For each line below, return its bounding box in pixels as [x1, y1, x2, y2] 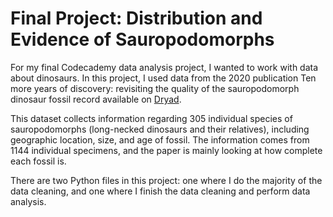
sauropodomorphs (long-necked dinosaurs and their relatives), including [10, 123, 310, 135]
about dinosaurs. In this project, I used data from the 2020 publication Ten [10, 72, 317, 84]
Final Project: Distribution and [10, 7, 263, 30]
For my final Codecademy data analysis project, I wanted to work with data [10, 61, 319, 73]
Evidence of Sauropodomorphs [10, 28, 275, 51]
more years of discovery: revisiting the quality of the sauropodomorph [10, 82, 300, 94]
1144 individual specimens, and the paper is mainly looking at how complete [10, 144, 323, 156]
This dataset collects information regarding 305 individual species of [10, 112, 293, 124]
